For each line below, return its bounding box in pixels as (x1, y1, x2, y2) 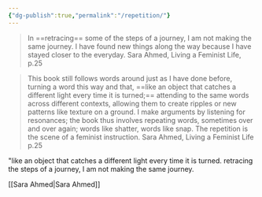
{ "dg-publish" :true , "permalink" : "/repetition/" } (8, 11, 171, 20)
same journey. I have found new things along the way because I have (27, 41, 252, 51)
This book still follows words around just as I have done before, (27, 73, 233, 83)
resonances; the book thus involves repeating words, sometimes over (27, 115, 253, 125)
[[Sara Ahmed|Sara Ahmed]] (8, 179, 101, 189)
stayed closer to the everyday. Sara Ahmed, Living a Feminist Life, (27, 50, 242, 59)
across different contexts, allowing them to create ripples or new (27, 98, 238, 108)
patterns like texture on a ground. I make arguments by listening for (27, 107, 245, 117)
